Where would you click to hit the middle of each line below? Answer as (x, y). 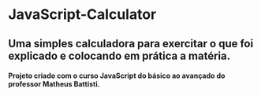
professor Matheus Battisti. (54, 84)
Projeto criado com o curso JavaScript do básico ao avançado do (117, 76)
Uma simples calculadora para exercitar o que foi (131, 44)
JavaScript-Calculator (82, 15)
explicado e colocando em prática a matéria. (119, 55)
